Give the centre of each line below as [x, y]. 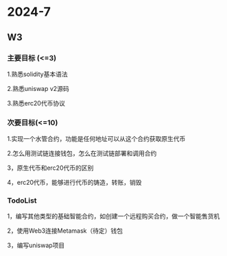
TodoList [22, 201]
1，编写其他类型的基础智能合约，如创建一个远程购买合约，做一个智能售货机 [113, 216]
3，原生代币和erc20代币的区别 [50, 168]
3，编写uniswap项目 [36, 245]
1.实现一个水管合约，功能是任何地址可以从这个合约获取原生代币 [96, 139]
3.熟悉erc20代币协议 [36, 103]
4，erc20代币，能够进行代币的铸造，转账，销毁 [74, 183]
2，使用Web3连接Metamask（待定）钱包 [65, 231]
